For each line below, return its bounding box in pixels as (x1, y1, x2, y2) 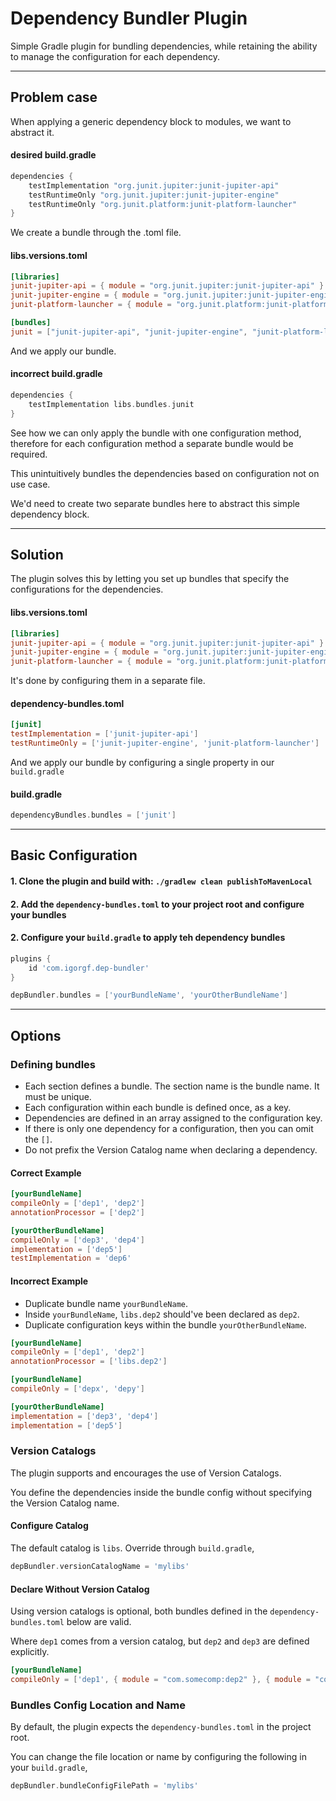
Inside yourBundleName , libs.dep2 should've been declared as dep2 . (24, 1308, 300, 1320)
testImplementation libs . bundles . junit (28, 399, 195, 409)
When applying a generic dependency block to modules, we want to (10, 115, 292, 127)
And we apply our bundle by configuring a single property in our (10, 756, 275, 768)
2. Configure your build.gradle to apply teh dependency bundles (10, 932, 286, 944)
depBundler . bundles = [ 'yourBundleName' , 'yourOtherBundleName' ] (10, 990, 288, 1001)
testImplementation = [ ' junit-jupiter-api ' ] (10, 729, 199, 739)
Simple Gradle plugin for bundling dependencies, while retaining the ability (10, 40, 318, 52)
